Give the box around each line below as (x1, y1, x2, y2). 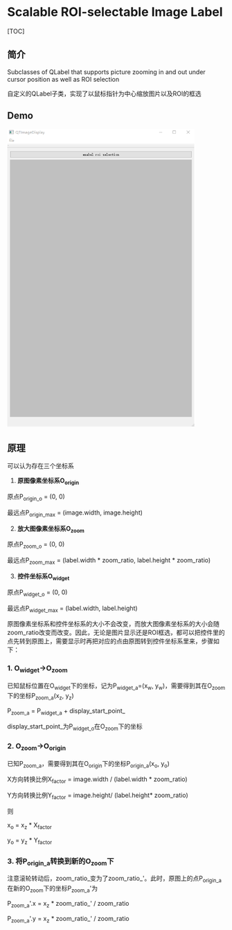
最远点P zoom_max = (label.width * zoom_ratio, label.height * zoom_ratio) (7, 556, 211, 566)
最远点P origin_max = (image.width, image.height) (7, 508, 143, 518)
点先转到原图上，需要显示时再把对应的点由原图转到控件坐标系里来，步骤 (7, 637, 213, 645)
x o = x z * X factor (7, 821, 52, 831)
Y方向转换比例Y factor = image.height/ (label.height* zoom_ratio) (7, 791, 188, 801)
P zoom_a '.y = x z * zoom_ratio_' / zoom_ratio (7, 914, 130, 924)
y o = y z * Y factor (7, 836, 53, 846)
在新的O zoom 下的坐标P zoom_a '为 (7, 884, 98, 894)
